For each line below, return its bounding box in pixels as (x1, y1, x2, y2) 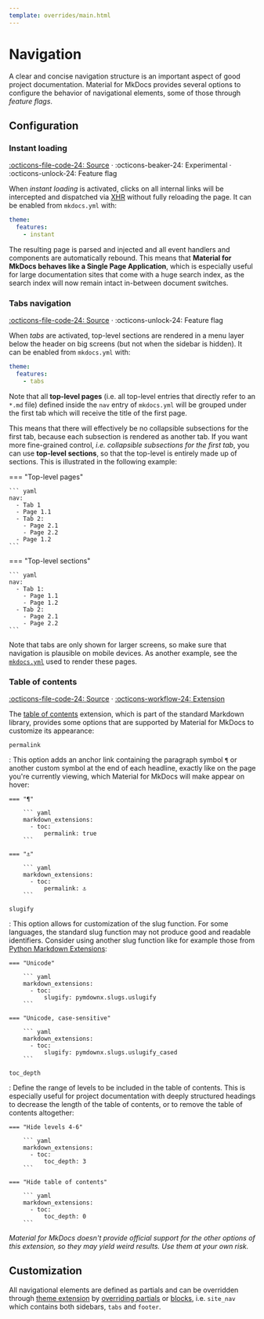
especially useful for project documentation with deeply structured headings (9, 1091, 256, 1101)
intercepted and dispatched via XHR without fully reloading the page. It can (9, 192, 251, 202)
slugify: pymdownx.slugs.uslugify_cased (43, 1049, 178, 1057)
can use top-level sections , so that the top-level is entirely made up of (9, 449, 237, 458)
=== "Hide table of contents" (9, 1178, 108, 1186)
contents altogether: (9, 1108, 74, 1118)
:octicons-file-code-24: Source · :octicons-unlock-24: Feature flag (9, 316, 224, 325)
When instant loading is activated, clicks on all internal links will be (9, 184, 224, 193)
